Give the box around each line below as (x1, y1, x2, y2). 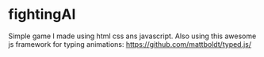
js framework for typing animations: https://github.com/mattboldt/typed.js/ (8, 39, 252, 48)
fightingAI (8, 5, 76, 23)
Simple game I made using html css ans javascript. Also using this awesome (8, 31, 257, 41)
